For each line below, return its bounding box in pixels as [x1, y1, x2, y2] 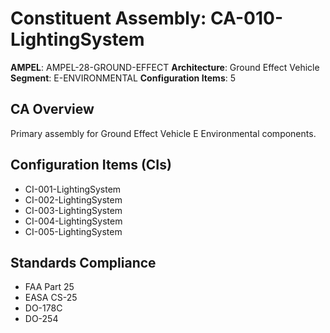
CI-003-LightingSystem [24, 204, 123, 216]
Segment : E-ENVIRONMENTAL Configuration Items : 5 [10, 72, 237, 84]
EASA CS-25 [24, 292, 78, 304]
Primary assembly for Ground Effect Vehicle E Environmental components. [10, 127, 317, 139]
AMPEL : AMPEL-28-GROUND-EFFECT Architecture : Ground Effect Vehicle [10, 61, 320, 73]
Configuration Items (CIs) [10, 157, 172, 174]
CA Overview [10, 101, 95, 118]
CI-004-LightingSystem [24, 215, 123, 227]
